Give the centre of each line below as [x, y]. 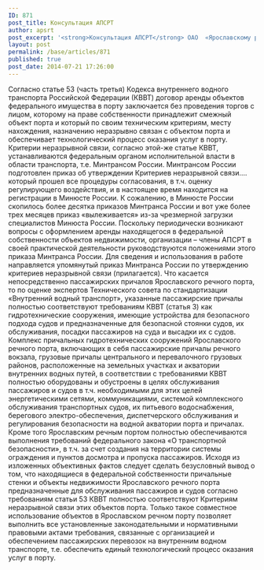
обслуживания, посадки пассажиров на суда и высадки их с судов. [122, 331]
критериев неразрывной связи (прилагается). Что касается [108, 273]
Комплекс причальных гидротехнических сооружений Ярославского [125, 340]
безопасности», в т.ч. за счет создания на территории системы [115, 449]
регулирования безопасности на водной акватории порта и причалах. [126, 424]
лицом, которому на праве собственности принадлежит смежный [120, 114]
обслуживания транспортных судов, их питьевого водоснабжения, [121, 407]
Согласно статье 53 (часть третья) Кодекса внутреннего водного [119, 89]
